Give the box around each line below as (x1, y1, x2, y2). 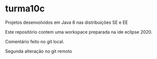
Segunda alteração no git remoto (5, 48, 72, 54)
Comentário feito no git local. (5, 38, 64, 45)
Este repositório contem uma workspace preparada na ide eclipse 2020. (5, 29, 153, 35)
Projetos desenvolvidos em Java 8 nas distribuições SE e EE (5, 19, 128, 25)
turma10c (5, 3, 45, 14)
